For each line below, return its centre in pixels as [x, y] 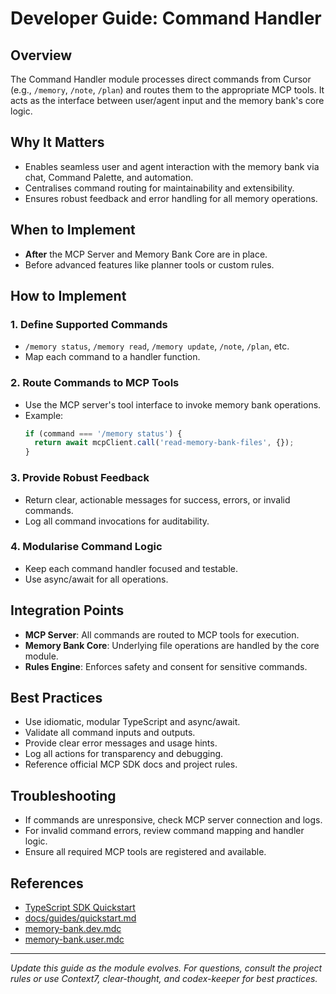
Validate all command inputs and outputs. [110, 733]
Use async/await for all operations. [96, 579]
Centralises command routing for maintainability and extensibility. [159, 188]
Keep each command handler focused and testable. [131, 568]
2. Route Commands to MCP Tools [95, 383]
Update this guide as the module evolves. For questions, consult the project [166, 968]
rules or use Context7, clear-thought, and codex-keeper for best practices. [164, 979]
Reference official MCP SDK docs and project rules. [131, 764]
